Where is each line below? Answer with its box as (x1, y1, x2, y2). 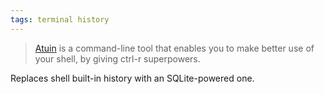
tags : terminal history (10, 14, 110, 25)
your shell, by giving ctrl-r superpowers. (34, 52, 201, 65)
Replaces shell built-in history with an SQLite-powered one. (10, 72, 255, 84)
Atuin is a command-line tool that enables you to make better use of (34, 42, 315, 54)
